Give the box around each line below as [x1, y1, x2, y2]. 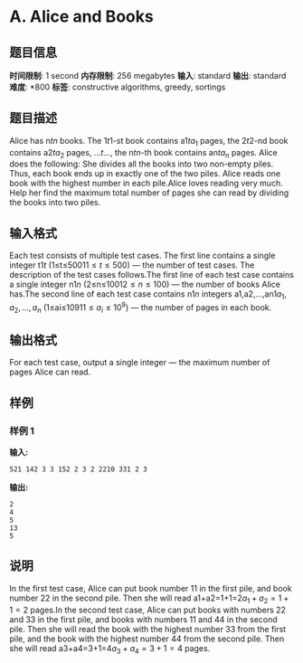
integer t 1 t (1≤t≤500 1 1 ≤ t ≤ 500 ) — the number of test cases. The [9, 260, 255, 270]
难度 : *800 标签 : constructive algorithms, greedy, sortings [9, 81, 226, 92]
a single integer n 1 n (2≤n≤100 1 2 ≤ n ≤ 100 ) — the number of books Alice [9, 279, 280, 290]
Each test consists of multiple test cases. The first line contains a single [9, 251, 276, 261]
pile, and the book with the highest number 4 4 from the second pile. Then [9, 633, 285, 644]
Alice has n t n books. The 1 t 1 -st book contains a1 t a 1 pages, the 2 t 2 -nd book [9, 135, 289, 148]
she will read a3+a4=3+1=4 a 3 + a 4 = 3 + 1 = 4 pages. [9, 642, 211, 656]
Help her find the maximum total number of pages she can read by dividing [9, 187, 289, 198]
